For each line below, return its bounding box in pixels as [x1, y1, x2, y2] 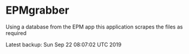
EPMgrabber [5, 4, 69, 17]
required [5, 29, 27, 36]
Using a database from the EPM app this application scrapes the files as [5, 23, 183, 30]
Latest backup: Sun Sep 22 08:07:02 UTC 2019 [5, 41, 122, 48]
